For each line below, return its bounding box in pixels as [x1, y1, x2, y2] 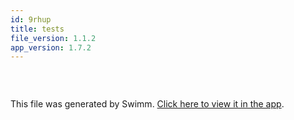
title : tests [10, 24, 65, 34]
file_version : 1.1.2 [10, 33, 97, 43]
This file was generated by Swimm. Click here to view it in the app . [10, 98, 285, 110]
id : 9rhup [10, 14, 52, 25]
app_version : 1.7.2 [10, 42, 92, 53]
